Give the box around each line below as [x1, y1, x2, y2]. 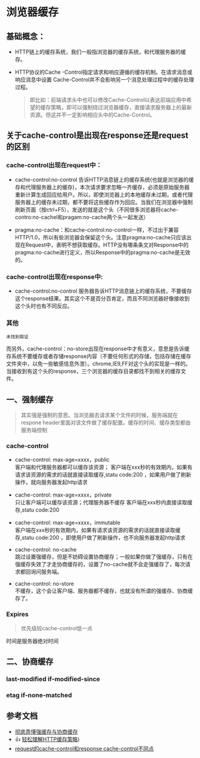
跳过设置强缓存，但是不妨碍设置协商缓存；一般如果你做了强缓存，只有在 [14, 553, 193, 561]
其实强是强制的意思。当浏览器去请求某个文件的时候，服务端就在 [20, 411, 178, 419]
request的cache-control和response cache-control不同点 [14, 745, 154, 752]
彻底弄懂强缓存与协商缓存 [14, 728, 78, 735]
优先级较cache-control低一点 [20, 624, 93, 631]
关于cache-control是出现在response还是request [6, 130, 189, 141]
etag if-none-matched [6, 691, 72, 699]
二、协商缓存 [6, 657, 54, 667]
